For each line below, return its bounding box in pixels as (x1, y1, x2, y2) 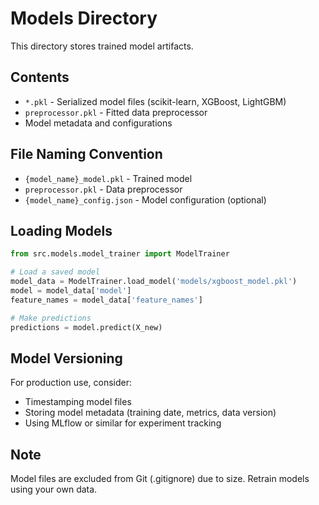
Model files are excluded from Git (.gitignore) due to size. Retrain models (10, 473, 310, 485)
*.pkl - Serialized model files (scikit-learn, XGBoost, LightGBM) (24, 95, 287, 107)
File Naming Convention (10, 146, 163, 163)
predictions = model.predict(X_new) (10, 322, 163, 332)
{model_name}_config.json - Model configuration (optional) (24, 193, 267, 206)
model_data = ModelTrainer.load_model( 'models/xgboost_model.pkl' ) (10, 277, 298, 287)
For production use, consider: (10, 377, 133, 389)
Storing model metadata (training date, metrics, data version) (24, 407, 277, 419)
